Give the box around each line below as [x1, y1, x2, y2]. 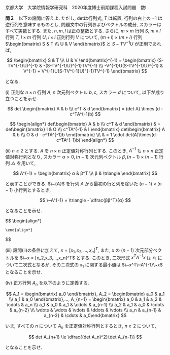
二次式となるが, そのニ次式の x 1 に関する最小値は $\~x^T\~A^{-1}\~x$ [18, 262, 163, 269]
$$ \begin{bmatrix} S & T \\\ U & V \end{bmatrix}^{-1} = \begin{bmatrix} [7, 57, 156, 63]
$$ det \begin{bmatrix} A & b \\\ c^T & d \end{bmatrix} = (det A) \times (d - [7, 105, 163, 111]
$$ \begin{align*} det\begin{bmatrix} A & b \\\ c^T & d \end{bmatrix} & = [10, 121, 161, 127]
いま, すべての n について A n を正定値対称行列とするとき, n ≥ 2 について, [5, 323, 156, 330]
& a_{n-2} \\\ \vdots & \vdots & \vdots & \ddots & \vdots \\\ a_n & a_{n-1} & [9, 307, 161, 313]
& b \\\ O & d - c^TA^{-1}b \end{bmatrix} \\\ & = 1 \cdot [12, 131, 124, 138]
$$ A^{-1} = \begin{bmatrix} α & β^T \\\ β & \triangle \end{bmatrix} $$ [13, 170, 158, 176]
